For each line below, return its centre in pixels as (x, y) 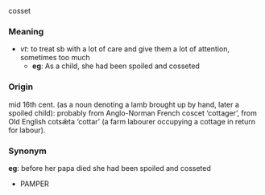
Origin (21, 87)
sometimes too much (55, 58)
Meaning (26, 31)
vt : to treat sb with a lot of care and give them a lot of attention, (124, 49)
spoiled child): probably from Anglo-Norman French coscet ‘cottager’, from (133, 113)
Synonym (27, 151)
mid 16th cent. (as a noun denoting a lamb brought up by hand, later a (124, 104)
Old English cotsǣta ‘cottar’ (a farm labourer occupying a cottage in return (132, 121)
